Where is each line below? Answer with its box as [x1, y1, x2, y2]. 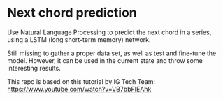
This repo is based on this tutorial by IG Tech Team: [7, 77, 156, 85]
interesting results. [7, 64, 61, 72]
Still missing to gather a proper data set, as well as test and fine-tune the [7, 49, 217, 57]
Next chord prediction [7, 5, 138, 21]
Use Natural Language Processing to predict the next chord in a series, [7, 28, 212, 36]
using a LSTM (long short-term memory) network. [7, 35, 151, 43]
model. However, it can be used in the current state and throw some [7, 56, 203, 64]
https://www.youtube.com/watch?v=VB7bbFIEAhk [7, 85, 152, 93]
